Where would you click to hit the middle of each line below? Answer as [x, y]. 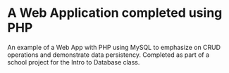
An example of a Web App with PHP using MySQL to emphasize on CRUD [114, 47]
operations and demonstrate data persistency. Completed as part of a [109, 55]
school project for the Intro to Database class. [74, 62]
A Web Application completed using [115, 13]
